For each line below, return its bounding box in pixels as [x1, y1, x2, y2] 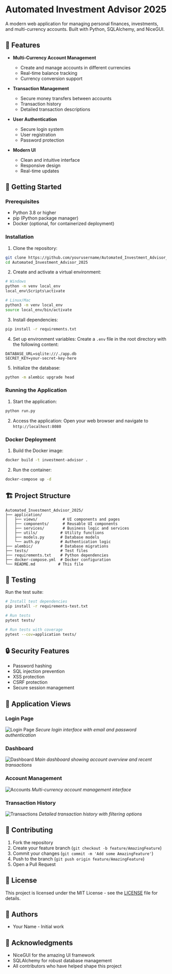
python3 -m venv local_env [5, 302, 63, 307]
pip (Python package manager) [12, 215, 79, 221]
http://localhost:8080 [12, 424, 61, 429]
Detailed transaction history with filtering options [38, 811, 142, 817]
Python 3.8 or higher [12, 209, 56, 216]
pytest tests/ [5, 617, 36, 623]
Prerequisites [5, 198, 39, 205]
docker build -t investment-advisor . [5, 457, 88, 462]
